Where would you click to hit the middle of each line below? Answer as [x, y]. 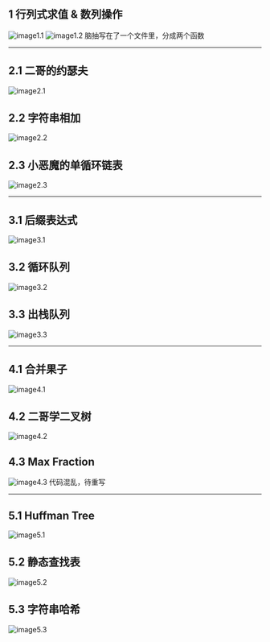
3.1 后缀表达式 [43, 220]
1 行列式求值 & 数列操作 [65, 14]
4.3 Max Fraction [51, 462]
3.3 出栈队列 [39, 315]
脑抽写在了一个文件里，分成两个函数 [144, 35]
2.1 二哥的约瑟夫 [48, 71]
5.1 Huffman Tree [51, 515]
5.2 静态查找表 [44, 562]
